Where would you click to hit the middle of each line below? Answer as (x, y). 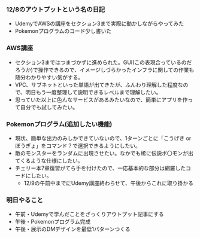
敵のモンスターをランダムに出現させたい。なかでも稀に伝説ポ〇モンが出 (104, 153)
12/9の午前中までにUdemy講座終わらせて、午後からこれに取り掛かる (108, 183)
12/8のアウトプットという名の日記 (56, 9)
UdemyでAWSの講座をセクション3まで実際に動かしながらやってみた (99, 24)
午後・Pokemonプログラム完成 (53, 222)
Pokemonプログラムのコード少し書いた (63, 31)
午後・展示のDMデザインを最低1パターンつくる (72, 229)
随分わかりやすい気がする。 (49, 77)
